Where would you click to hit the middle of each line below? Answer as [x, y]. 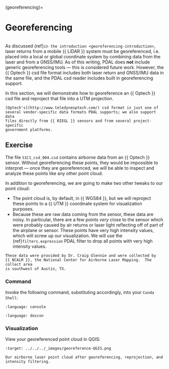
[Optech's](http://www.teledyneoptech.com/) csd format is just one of [82, 108]
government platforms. [29, 130]
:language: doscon [24, 316]
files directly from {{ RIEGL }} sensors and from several [68, 121]
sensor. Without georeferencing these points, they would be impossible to [82, 163]
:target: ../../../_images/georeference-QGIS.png [58, 349]
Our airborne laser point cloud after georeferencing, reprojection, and [84, 357]
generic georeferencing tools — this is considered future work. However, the [84, 67]
